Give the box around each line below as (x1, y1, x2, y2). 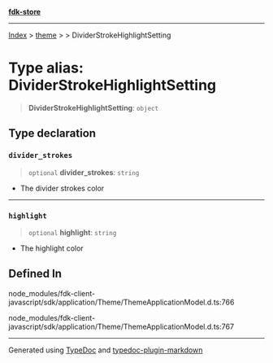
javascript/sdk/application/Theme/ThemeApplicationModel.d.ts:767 (8, 321, 234, 331)
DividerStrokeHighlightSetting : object (28, 103, 159, 112)
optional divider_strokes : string (28, 167, 140, 177)
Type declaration (8, 126, 96, 141)
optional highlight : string (28, 227, 117, 237)
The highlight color (19, 243, 84, 253)
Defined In (8, 267, 63, 281)
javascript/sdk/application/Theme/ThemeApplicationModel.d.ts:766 (8, 297, 235, 307)
